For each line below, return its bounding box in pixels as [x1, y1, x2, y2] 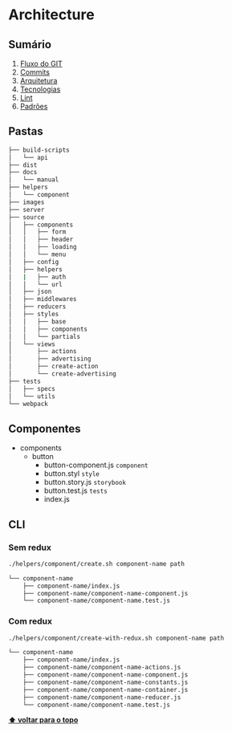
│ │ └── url [8, 280, 63, 288]
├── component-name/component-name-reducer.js [22, 693, 181, 701]
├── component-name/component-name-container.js [22, 685, 189, 693]
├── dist [8, 161, 38, 169]
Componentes [8, 421, 82, 435]
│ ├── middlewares [8, 295, 78, 303]
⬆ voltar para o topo [8, 715, 79, 725]
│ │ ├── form [8, 228, 67, 236]
